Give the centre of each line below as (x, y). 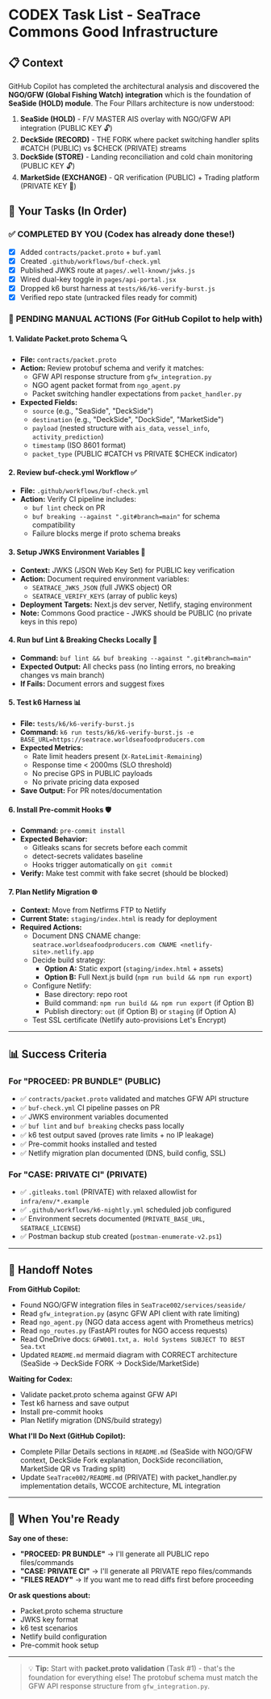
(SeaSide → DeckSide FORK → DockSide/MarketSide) (110, 1363)
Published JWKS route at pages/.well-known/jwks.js (108, 270)
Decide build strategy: (69, 960)
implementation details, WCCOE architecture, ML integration (120, 1486)
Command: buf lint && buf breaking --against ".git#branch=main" (135, 657)
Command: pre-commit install (73, 831)
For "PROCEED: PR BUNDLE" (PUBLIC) (85, 1081)
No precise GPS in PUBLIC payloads (92, 773)
